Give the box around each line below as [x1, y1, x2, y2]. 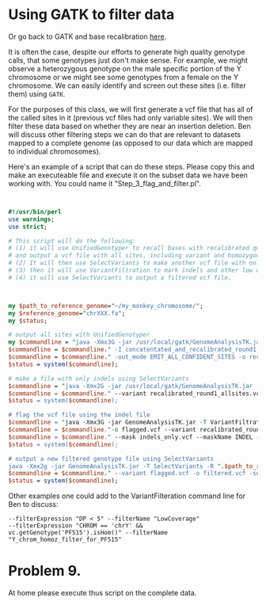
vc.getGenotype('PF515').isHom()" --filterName [8, 529, 169, 537]
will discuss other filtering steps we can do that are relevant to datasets [8, 129, 241, 139]
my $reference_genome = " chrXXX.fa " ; [8, 309, 126, 318]
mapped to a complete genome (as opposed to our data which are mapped [8, 138, 253, 147]
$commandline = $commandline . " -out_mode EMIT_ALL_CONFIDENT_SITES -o [8, 353, 246, 361]
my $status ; [8, 317, 47, 325]
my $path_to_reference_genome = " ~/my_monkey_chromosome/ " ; [8, 302, 203, 310]
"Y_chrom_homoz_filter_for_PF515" [8, 536, 123, 544]
